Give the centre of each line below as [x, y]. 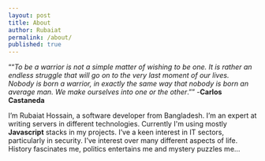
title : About [30, 23]
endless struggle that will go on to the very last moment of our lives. [119, 75]
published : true [35, 45]
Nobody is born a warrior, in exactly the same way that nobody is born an [129, 84]
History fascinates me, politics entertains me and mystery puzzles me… [124, 149]
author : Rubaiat [35, 30]
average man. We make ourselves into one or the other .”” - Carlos [115, 92]
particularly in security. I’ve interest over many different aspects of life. [123, 141]
